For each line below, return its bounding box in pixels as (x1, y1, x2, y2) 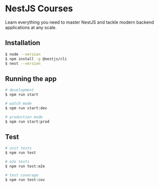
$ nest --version (5, 61, 41, 66)
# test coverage (5, 173, 38, 178)
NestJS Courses (5, 3, 73, 14)
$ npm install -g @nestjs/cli (5, 56, 67, 62)
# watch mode (5, 101, 32, 106)
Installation (5, 39, 40, 47)
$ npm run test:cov (5, 177, 45, 182)
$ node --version (5, 52, 41, 57)
